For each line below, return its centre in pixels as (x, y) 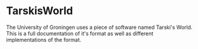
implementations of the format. (44, 40)
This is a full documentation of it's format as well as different (80, 33)
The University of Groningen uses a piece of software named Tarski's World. (99, 27)
